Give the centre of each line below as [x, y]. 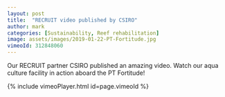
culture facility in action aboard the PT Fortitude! [76, 73]
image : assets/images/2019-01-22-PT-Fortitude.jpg [82, 39]
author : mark [26, 26]
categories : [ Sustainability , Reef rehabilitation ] [83, 33]
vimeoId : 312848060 [35, 46]
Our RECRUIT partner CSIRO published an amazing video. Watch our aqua [113, 65]
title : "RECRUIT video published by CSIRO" [72, 20]
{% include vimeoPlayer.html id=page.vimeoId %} [78, 86]
